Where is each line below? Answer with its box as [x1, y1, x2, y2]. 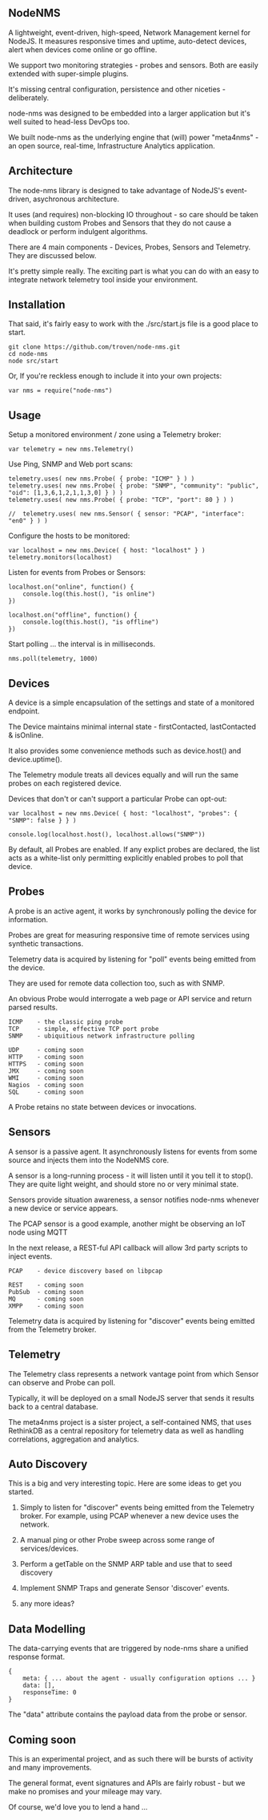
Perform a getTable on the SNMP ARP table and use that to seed [19, 1559, 233, 1569]
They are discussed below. [8, 250, 97, 260]
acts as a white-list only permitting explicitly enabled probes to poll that [8, 853, 244, 863]
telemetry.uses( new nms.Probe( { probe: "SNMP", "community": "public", [8, 482, 260, 490]
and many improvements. [8, 1762, 92, 1772]
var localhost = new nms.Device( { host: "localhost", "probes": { [8, 810, 238, 818]
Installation [8, 298, 66, 312]
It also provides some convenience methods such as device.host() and [8, 746, 242, 756]
